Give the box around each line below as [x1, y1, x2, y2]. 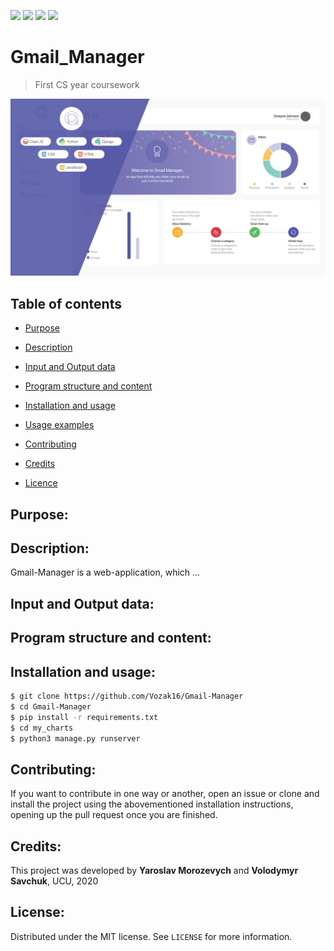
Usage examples [24, 419, 95, 431]
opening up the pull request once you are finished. [10, 809, 218, 821]
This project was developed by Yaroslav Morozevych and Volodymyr [10, 865, 299, 877]
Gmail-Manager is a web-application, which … [10, 566, 201, 579]
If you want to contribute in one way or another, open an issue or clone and [10, 788, 320, 800]
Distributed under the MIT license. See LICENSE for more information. [10, 930, 293, 942]
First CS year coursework [34, 78, 140, 90]
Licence [24, 477, 58, 489]
